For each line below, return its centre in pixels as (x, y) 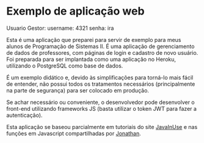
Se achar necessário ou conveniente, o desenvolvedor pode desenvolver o (101, 102)
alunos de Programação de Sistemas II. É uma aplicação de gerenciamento (100, 46)
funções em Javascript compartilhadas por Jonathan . (74, 133)
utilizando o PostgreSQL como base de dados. (65, 66)
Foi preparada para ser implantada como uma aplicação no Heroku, (91, 59)
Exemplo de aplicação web (75, 11)
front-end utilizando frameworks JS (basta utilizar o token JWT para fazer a (102, 108)
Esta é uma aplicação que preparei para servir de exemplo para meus (94, 40)
